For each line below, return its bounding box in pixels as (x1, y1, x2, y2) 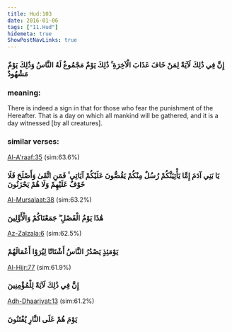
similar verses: (7, 137, 59, 147)
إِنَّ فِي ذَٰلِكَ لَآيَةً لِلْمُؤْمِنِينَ (7, 280, 79, 290)
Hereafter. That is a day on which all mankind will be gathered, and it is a (7, 111, 219, 120)
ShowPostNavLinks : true (7, 37, 78, 44)
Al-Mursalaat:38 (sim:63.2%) (7, 195, 92, 204)
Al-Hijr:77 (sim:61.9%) (7, 263, 72, 271)
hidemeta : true (7, 30, 52, 38)
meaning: (7, 88, 41, 98)
